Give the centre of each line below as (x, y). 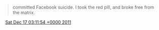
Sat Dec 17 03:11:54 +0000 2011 (38, 22)
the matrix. (24, 12)
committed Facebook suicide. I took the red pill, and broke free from (83, 7)
